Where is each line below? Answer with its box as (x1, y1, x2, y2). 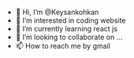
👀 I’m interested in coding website (15, 16, 126, 25)
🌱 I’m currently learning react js (15, 24, 118, 33)
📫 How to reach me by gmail (15, 42, 110, 50)
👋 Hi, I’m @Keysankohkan (15, 8, 99, 16)
